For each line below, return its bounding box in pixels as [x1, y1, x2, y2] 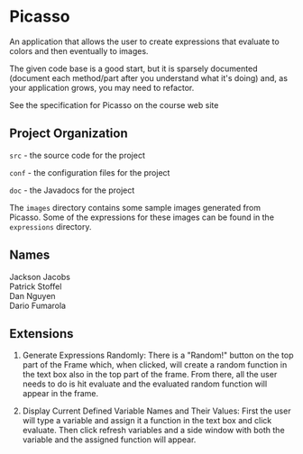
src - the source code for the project [9, 150, 146, 160]
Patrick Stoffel [9, 281, 62, 292]
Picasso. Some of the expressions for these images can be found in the [9, 212, 275, 222]
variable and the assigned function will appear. [22, 434, 197, 445]
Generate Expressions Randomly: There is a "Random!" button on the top [22, 350, 295, 361]
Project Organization [9, 126, 128, 141]
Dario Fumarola [9, 300, 66, 311]
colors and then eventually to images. [9, 45, 149, 56]
